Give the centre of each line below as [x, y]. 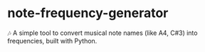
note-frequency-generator [88, 13]
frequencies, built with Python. [52, 41]
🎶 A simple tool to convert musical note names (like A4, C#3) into [102, 33]
